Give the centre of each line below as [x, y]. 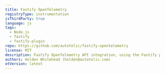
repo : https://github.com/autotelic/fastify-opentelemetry [67, 46]
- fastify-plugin [27, 41]
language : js [18, 23]
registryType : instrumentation [37, 14]
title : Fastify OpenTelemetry [36, 9]
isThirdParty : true [25, 18]
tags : [11, 28]
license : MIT [18, 50]
